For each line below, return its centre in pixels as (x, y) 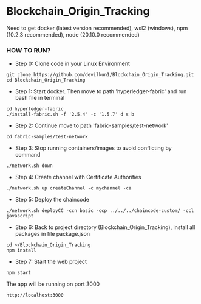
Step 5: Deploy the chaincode (52, 200)
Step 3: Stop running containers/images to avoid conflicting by (93, 148)
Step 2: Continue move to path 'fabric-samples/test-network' (91, 125)
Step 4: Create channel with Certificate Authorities (78, 177)
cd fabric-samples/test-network (47, 137)
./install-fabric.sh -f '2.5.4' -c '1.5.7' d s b (70, 115)
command (28, 155)
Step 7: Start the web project (51, 262)
